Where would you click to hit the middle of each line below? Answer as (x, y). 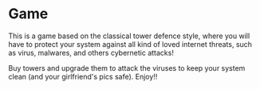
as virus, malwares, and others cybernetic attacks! (91, 52)
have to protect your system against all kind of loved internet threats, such (130, 44)
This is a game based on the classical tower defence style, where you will (129, 36)
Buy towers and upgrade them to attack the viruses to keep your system (127, 68)
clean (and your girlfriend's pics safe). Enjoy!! (83, 76)
